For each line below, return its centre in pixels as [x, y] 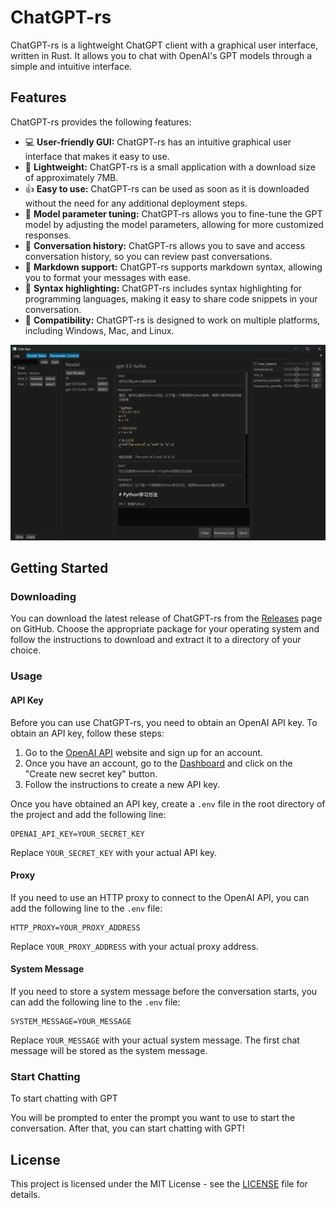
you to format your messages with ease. [108, 277]
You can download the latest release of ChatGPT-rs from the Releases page [166, 618]
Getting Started [59, 568]
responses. [48, 235]
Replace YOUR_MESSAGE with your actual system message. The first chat [155, 1040]
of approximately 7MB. [71, 177]
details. [25, 1195]
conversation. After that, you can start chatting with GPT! [127, 1128]
